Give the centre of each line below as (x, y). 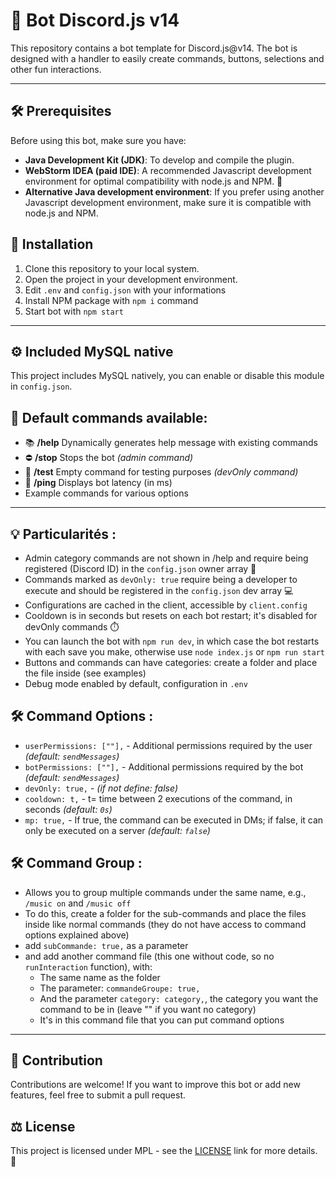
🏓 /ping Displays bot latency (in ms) (98, 483)
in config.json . (41, 386)
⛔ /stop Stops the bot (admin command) (109, 458)
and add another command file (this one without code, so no (149, 956)
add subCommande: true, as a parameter (106, 945)
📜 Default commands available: (109, 417)
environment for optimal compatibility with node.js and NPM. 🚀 (153, 181)
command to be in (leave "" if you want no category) (148, 1009)
